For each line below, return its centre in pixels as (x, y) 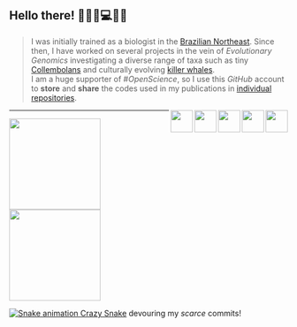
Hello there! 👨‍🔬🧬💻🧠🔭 (69, 15)
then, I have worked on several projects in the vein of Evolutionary (151, 50)
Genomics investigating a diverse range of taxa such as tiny (140, 60)
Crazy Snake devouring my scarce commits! (160, 313)
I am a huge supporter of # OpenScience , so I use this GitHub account (157, 79)
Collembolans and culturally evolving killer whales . (122, 69)
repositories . (53, 97)
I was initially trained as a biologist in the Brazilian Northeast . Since (152, 41)
